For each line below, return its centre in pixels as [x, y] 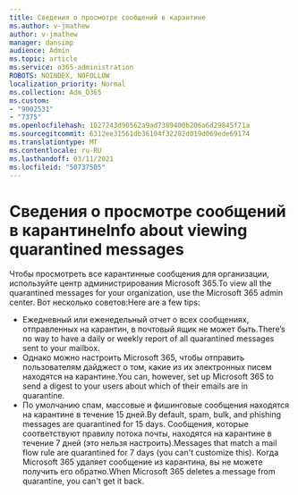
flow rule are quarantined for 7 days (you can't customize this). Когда [150, 453]
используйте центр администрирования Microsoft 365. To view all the [140, 283]
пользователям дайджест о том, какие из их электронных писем [147, 367]
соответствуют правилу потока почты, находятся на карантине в [147, 433]
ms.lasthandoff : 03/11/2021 [62, 159]
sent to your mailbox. [61, 348]
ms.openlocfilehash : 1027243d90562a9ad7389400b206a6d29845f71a [130, 126]
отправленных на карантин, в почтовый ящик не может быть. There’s [153, 329]
